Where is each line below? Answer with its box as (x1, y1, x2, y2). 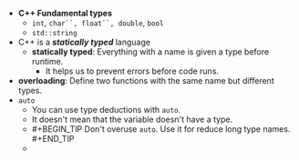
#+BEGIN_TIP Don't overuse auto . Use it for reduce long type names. (31, 124, 291, 135)
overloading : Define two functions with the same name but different (17, 75, 275, 85)
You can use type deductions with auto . (31, 105, 180, 115)
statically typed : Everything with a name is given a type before (31, 46, 270, 57)
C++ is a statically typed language (17, 36, 150, 47)
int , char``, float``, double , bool (31, 17, 164, 28)
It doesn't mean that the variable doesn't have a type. (31, 114, 233, 125)
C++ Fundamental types (17, 8, 112, 18)
